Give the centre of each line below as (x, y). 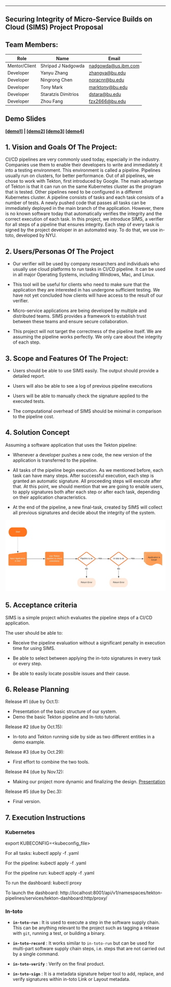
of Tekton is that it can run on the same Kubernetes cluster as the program (83, 186)
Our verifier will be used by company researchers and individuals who (86, 264)
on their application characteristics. (50, 497)
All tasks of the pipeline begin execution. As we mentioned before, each (88, 470)
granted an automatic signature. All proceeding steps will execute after (87, 481)
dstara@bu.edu (105, 94)
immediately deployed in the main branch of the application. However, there (85, 208)
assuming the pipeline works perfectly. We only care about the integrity (88, 337)
